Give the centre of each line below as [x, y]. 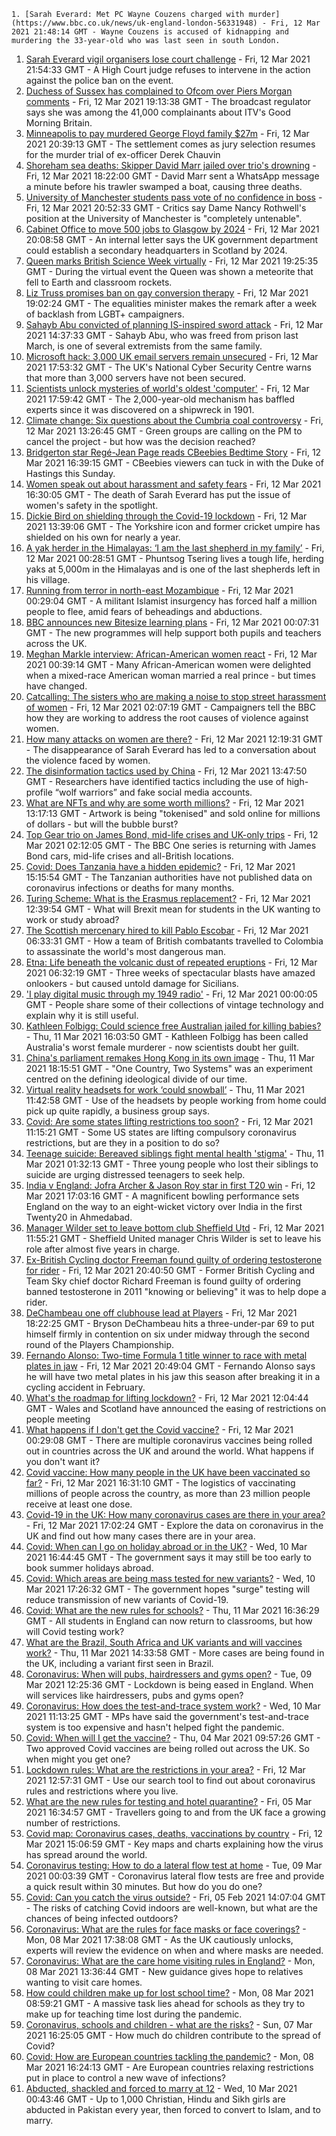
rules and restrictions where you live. [102, 1791]
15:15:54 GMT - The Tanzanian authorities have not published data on [169, 877]
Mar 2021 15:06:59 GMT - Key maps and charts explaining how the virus [174, 1844]
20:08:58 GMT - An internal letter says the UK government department [172, 239]
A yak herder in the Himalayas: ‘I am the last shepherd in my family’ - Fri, [175, 548]
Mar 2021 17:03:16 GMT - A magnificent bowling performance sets [162, 1196]
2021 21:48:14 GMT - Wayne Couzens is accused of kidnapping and [150, 32]
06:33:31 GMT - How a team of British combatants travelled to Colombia [174, 941]
